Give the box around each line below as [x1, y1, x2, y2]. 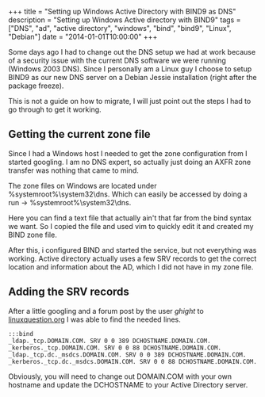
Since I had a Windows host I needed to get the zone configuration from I [8, 148, 248, 158]
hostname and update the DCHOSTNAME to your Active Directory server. [8, 380, 248, 389]
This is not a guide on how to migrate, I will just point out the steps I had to [8, 97, 252, 105]
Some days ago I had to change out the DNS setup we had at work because [8, 48, 256, 56]
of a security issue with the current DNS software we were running [8, 55, 226, 65]
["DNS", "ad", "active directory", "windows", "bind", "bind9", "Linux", [8, 24, 232, 32]
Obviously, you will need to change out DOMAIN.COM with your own [8, 372, 232, 381]
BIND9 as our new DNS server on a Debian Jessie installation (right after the [8, 73, 257, 82]
